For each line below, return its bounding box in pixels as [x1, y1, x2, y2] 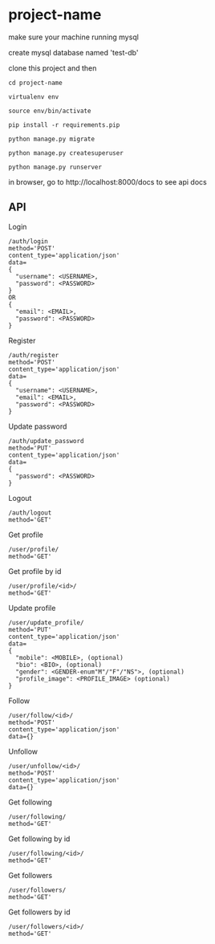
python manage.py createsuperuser [8, 149, 124, 157]
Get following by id [8, 833, 71, 844]
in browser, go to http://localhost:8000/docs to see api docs [8, 177, 207, 186]
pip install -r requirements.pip [8, 120, 120, 129]
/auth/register [8, 351, 59, 359]
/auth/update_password [8, 437, 84, 445]
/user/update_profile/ [8, 618, 84, 627]
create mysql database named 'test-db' [8, 47, 139, 57]
